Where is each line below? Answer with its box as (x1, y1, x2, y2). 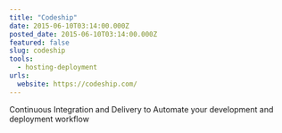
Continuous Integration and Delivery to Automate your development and (9, 104, 274, 114)
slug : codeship (9, 46, 66, 55)
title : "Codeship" (9, 12, 78, 22)
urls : (9, 71, 29, 80)
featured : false (9, 37, 70, 47)
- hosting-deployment (17, 63, 98, 72)
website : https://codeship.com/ (17, 79, 138, 88)
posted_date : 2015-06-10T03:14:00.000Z (9, 29, 158, 38)
